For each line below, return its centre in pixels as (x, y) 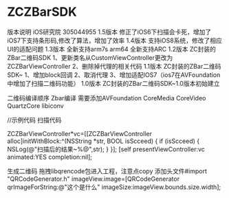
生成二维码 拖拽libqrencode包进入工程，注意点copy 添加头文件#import (107, 171)
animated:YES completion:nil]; (50, 157)
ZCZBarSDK (42, 12)
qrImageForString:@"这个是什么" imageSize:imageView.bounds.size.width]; (114, 187)
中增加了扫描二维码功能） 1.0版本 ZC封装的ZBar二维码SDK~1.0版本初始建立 (113, 83)
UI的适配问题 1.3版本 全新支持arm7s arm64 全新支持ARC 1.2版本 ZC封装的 (112, 49)
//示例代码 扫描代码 (34, 120)
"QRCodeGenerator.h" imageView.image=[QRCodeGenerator (94, 179)
